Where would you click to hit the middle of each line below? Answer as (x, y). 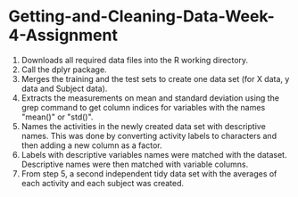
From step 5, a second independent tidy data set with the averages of (149, 173)
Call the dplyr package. (64, 70)
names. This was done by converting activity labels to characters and (149, 135)
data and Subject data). (64, 88)
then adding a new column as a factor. (91, 145)
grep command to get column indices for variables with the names (143, 107)
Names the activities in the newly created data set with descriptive (144, 126)
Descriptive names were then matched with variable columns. (135, 164)
